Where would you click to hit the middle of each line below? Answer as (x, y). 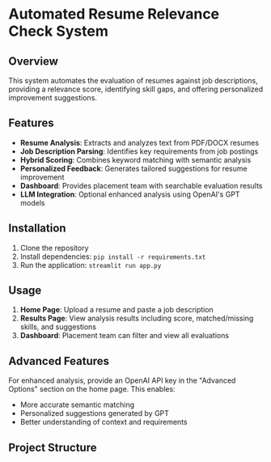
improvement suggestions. (53, 97)
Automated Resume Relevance (114, 14)
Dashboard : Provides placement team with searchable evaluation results (141, 185)
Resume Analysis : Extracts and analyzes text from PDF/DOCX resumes (140, 142)
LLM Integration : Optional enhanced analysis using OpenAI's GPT (130, 194)
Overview (34, 61)
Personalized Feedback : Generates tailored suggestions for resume (134, 168)
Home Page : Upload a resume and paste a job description (117, 310)
